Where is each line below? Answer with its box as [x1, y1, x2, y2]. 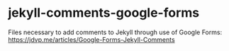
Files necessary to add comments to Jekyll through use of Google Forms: [8, 28, 223, 36]
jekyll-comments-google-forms [8, 5, 200, 21]
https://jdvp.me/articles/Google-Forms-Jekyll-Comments [8, 35, 176, 43]
